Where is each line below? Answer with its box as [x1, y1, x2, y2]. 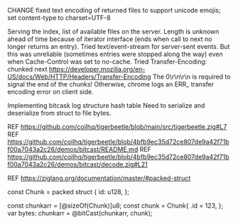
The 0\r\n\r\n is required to [152, 72, 231, 81]
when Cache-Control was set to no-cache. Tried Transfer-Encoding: [7, 57, 207, 66]
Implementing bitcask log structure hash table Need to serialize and [7, 101, 205, 109]
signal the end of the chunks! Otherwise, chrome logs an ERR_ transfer [7, 80, 215, 88]
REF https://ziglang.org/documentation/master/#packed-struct [7, 174, 191, 182]
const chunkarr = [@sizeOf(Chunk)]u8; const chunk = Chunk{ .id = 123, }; [7, 201, 224, 210]
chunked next [7, 65, 48, 73]
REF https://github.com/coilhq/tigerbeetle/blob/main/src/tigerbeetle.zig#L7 [7, 123, 227, 130]
